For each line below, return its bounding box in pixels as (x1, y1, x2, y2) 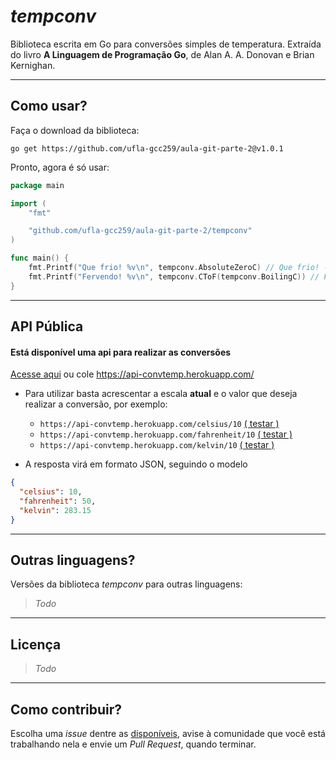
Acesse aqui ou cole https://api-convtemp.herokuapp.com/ (10, 368, 255, 380)
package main (10, 180, 65, 190)
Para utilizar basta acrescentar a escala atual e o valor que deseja (24, 388, 298, 400)
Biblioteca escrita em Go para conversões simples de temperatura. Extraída (10, 38, 322, 50)
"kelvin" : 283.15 (19, 505, 92, 515)
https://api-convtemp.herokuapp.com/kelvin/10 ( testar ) (39, 439, 275, 451)
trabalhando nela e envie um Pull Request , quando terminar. (10, 738, 257, 750)
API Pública (10, 318, 84, 335)
